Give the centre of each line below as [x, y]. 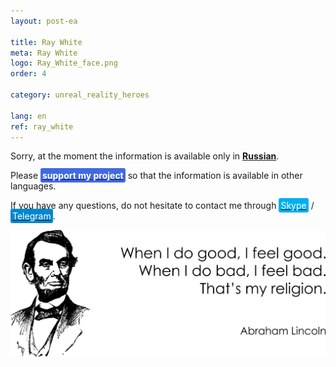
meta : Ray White [44, 53]
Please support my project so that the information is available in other [156, 176]
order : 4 [28, 74]
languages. [33, 186]
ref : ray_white [42, 126]
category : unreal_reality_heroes [80, 95]
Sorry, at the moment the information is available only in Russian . [145, 156]
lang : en [28, 116]
